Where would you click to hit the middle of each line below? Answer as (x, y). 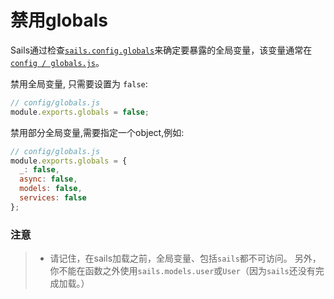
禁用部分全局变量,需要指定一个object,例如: (97, 132)
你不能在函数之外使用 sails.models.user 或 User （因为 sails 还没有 (182, 271)
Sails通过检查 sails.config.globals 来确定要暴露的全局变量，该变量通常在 (161, 50)
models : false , (51, 189)
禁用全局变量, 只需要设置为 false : (79, 83)
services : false (53, 198)
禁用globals (59, 20)
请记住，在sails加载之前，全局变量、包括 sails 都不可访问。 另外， (185, 258)
